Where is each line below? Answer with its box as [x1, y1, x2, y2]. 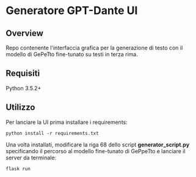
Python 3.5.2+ [5, 84, 42, 92]
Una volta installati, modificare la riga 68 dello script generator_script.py [5, 141, 190, 148]
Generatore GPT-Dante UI [5, 4, 138, 18]
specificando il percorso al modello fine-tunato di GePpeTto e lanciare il [5, 147, 186, 154]
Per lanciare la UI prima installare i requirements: [5, 118, 128, 126]
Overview [5, 28, 44, 38]
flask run [5, 165, 31, 172]
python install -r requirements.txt [5, 130, 99, 136]
